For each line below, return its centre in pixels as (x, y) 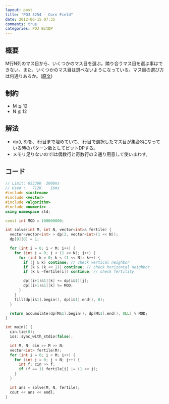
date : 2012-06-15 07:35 (30, 19)
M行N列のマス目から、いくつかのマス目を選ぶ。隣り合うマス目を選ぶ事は (82, 63)
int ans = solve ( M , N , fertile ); (45, 387)
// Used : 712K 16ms (32, 188)
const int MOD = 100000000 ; (35, 221)
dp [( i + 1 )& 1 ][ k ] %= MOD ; (48, 285)
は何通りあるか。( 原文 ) (29, 76)
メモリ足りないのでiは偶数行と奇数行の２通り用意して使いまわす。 (81, 154)
